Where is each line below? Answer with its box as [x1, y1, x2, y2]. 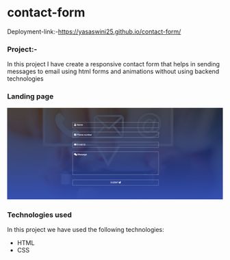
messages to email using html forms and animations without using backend [7, 67, 220, 76]
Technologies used [7, 210, 72, 220]
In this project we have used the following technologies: [7, 226, 164, 234]
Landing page [7, 92, 54, 101]
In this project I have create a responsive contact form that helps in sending [7, 60, 220, 68]
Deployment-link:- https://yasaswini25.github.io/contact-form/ [7, 27, 181, 36]
